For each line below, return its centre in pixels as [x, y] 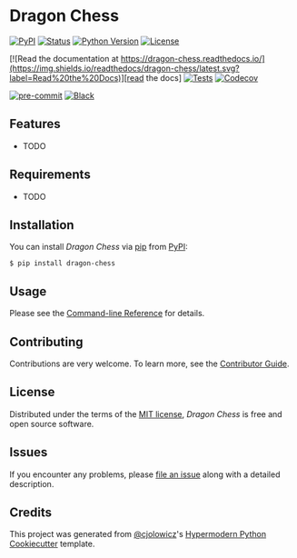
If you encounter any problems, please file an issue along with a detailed [145, 474]
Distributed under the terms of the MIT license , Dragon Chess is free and [146, 414]
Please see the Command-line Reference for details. [107, 314]
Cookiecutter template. [52, 544]
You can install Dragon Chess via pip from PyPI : [99, 247]
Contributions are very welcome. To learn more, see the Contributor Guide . [149, 364]
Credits [31, 513]
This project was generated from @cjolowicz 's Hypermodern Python [138, 534]
